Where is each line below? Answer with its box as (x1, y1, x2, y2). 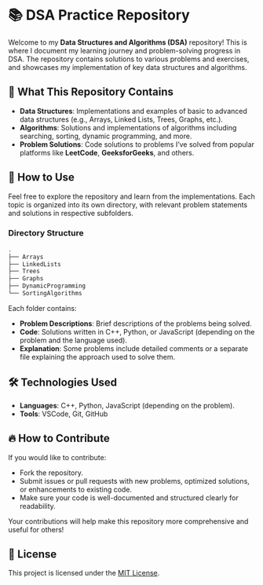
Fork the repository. (19, 468, 84, 477)
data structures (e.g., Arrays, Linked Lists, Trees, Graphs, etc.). (19, 115, 224, 124)
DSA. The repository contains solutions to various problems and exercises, (8, 54, 250, 64)
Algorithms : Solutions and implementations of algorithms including (19, 122, 237, 132)
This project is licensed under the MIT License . (8, 569, 160, 578)
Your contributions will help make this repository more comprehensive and (8, 516, 249, 526)
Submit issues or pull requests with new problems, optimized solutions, (19, 476, 250, 485)
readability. (19, 501, 57, 510)
